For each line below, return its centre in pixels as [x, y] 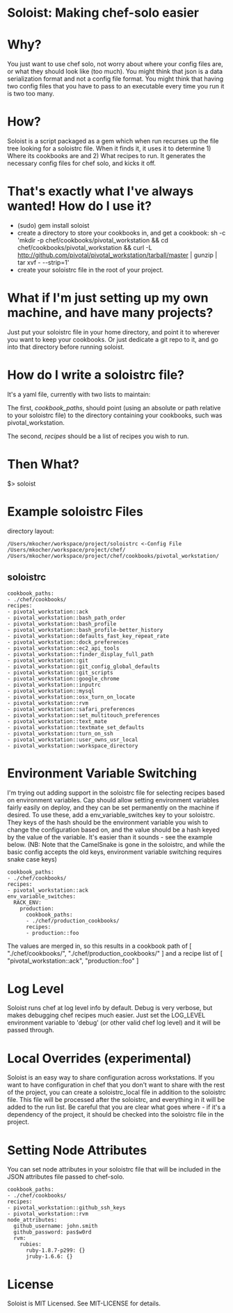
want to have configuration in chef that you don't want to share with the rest [116, 1085]
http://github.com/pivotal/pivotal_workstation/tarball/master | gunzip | [117, 255]
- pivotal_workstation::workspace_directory [73, 746]
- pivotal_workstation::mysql [51, 691]
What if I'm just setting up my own [108, 298]
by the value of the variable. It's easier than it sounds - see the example [110, 837]
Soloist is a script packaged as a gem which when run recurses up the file [113, 141]
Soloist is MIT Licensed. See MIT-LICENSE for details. [84, 1303]
